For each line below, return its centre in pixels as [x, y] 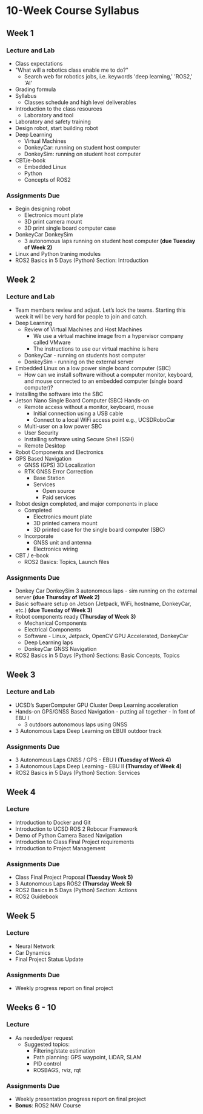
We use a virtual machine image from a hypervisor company [108, 335]
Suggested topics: [47, 1044]
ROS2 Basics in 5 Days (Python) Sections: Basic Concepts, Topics [97, 655]
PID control [47, 1064]
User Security [41, 433]
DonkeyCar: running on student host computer [82, 147]
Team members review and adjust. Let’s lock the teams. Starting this [100, 310]
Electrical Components [52, 630]
